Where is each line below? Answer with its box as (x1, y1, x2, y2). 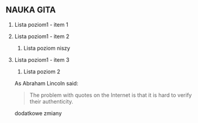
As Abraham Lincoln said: (14, 79, 79, 87)
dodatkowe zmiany (14, 109, 62, 117)
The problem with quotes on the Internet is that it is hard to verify (29, 91, 192, 99)
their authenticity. (29, 98, 74, 105)
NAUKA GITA (5, 5, 56, 15)
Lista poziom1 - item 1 (14, 21, 68, 28)
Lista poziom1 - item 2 (14, 33, 70, 40)
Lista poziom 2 (23, 68, 61, 75)
